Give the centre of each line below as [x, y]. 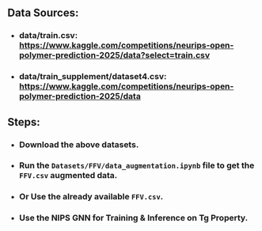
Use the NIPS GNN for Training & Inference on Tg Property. [133, 218]
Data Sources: [43, 13]
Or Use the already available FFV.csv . [91, 197]
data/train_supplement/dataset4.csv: [93, 77]
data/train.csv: [48, 36]
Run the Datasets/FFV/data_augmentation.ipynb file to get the [137, 165]
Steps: [24, 122]
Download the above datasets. [79, 144]
